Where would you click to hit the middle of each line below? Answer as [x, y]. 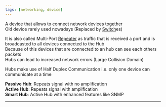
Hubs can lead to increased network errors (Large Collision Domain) [75, 59]
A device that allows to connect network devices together [64, 24]
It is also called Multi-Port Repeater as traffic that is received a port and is [80, 38]
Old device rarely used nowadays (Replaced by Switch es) [64, 29]
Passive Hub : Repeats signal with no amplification [56, 84]
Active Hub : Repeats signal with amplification [51, 89]
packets [13, 54]
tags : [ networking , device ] [34, 10]
